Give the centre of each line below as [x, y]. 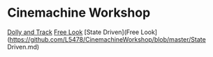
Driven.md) [23, 47]
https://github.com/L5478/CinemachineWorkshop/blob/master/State [108, 39]
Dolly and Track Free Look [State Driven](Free [73, 32]
